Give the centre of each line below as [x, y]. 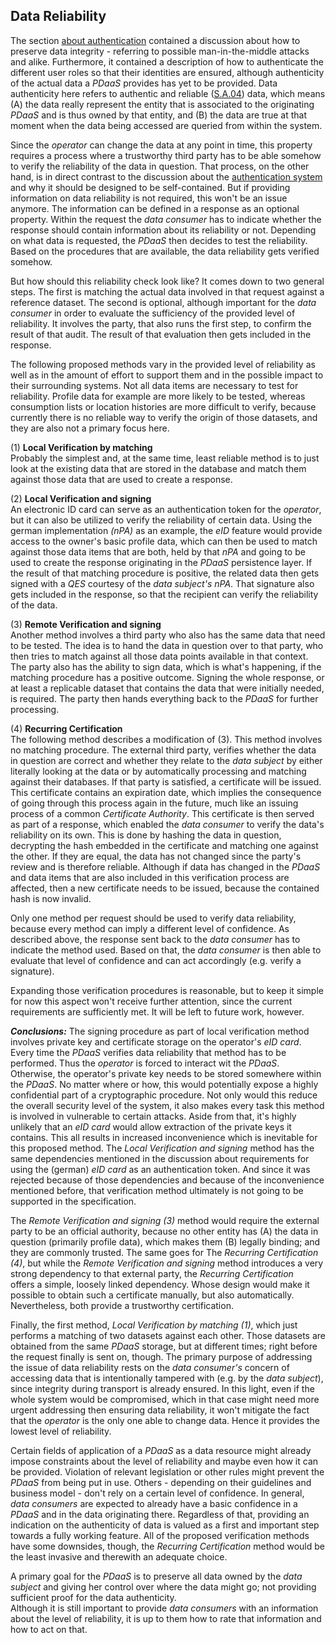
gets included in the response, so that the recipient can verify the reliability [164, 594]
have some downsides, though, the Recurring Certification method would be [167, 1546]
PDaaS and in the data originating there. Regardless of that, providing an [160, 1514]
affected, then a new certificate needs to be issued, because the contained [165, 888]
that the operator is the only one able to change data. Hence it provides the [165, 1420]
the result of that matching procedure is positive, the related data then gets [165, 573]
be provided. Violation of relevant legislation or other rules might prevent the [167, 1471]
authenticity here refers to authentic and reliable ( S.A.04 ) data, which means [168, 93]
